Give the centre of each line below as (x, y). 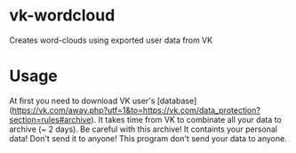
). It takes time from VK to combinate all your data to (186, 119)
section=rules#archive (50, 119)
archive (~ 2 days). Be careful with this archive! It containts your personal (144, 129)
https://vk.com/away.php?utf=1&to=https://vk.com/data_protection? (136, 110)
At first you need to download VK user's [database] (103, 101)
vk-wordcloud (62, 16)
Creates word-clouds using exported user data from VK (111, 40)
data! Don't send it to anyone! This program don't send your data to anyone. (148, 138)
